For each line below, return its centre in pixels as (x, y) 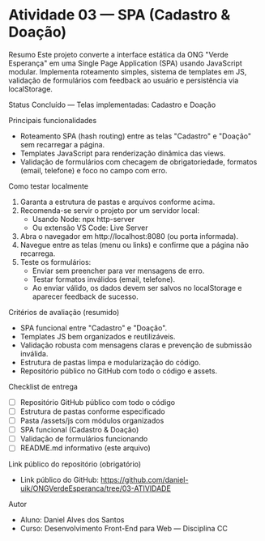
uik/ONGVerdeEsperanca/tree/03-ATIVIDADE (96, 488)
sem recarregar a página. (62, 144)
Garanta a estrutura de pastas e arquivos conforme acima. (118, 202)
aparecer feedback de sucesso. (85, 296)
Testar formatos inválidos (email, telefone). (104, 279)
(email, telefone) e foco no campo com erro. (94, 170)
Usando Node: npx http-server (83, 219)
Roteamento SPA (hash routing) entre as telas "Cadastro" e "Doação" (136, 136)
